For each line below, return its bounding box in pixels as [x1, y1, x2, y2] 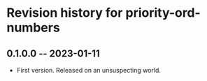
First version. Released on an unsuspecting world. [16, 66, 162, 74]
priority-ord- [125, 5, 201, 21]
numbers [6, 20, 60, 36]
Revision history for [6, 5, 123, 21]
